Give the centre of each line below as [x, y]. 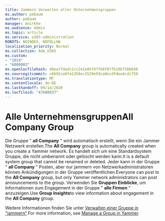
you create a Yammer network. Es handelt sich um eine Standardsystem [78, 151]
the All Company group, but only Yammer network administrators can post [81, 178]
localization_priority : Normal [37, 46]
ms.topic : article [24, 33]
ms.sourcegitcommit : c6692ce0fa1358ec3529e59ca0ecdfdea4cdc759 [72, 74]
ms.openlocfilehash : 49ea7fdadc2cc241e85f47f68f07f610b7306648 [72, 70]
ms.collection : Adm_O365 [31, 51]
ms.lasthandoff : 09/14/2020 [34, 88]
